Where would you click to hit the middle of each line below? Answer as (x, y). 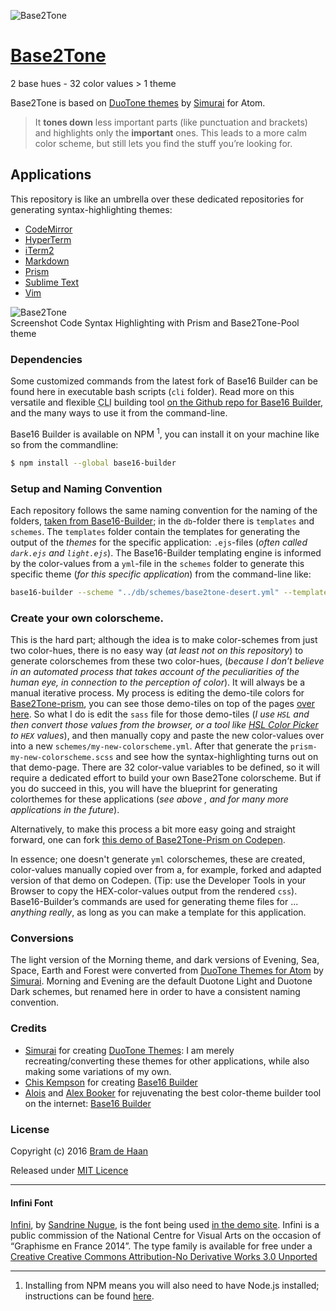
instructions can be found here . (89, 1296)
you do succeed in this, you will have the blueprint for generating (144, 789)
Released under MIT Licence (69, 1170)
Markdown (47, 261)
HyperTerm (48, 239)
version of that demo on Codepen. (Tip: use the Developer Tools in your (158, 881)
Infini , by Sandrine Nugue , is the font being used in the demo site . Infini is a (165, 1225)
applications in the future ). (65, 810)
